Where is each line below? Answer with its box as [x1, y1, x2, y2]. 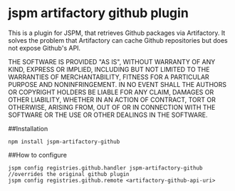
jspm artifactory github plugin [8, 5, 189, 21]
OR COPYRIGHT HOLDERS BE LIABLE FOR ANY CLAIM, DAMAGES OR [8, 88, 214, 96]
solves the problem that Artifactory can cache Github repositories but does [8, 36, 228, 44]
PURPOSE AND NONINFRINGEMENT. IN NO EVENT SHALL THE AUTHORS [8, 80, 227, 88]
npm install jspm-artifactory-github [8, 138, 120, 145]
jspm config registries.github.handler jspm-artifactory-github [8, 164, 203, 172]
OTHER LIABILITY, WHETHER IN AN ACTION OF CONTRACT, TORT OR [8, 95, 216, 104]
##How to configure [8, 150, 67, 159]
